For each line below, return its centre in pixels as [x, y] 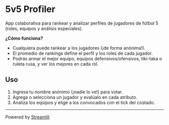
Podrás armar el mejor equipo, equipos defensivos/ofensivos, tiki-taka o [87, 58]
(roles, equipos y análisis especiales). [44, 28]
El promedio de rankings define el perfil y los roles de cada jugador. [82, 53]
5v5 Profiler [30, 9]
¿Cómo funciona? [24, 38]
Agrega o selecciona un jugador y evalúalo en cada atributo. [75, 97]
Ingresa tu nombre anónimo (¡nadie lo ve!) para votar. [68, 92]
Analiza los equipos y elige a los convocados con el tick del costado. [83, 102]
